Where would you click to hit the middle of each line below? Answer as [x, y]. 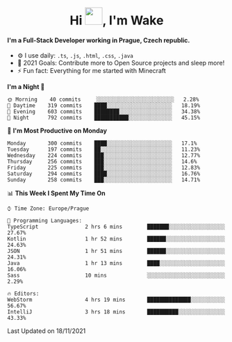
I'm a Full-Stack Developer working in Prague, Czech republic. [99, 40]
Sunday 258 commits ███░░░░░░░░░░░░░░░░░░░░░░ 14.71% [103, 180]
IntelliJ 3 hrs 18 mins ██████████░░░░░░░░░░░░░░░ [116, 312]
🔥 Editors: [23, 294]
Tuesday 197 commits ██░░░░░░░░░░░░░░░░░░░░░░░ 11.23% [103, 149]
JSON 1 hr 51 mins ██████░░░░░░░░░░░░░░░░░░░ [116, 251]
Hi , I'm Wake [117, 21]
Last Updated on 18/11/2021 [47, 331]
